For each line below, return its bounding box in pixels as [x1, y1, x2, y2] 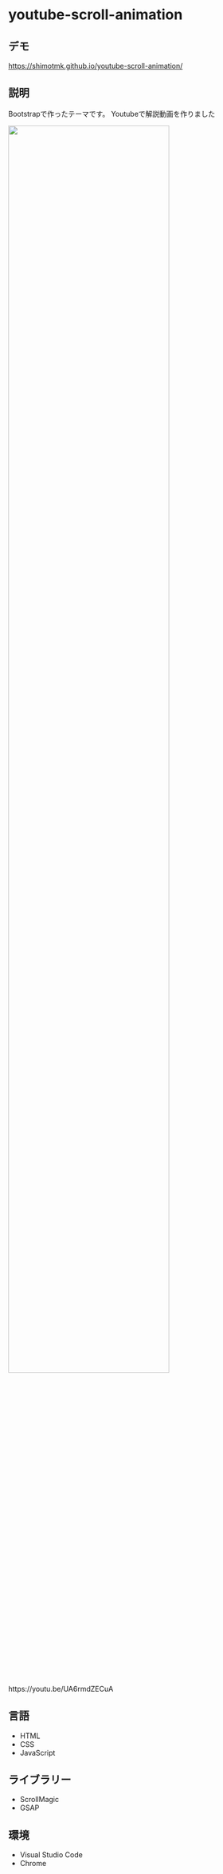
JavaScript [19, 1748, 56, 1757]
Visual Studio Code [19, 1850, 84, 1860]
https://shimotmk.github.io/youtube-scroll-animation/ [8, 62, 183, 70]
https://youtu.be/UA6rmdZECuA [8, 1684, 114, 1693]
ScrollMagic [19, 1795, 60, 1804]
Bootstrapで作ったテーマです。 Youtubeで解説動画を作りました [8, 109, 216, 118]
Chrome [19, 1859, 47, 1868]
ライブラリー [8, 1773, 72, 1787]
